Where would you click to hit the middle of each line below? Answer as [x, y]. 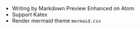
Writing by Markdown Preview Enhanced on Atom [73, 8]
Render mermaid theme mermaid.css [57, 21]
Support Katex [30, 14]
